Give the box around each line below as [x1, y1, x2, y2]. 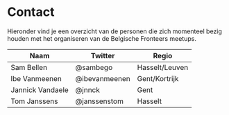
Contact [7, 4, 55, 20]
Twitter [90, 51, 115, 60]
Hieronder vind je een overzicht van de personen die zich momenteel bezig [7, 27, 222, 35]
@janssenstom [75, 96, 124, 106]
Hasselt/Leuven [137, 62, 189, 72]
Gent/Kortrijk [137, 73, 179, 83]
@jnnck [75, 85, 101, 94]
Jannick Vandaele [10, 85, 69, 94]
